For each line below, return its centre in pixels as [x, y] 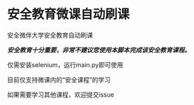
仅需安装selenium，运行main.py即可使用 [65, 64]
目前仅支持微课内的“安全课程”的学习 [59, 79]
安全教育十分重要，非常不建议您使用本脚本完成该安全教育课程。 [99, 50]
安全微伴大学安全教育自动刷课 [50, 35]
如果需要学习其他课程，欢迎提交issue [61, 94]
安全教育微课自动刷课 [69, 14]
